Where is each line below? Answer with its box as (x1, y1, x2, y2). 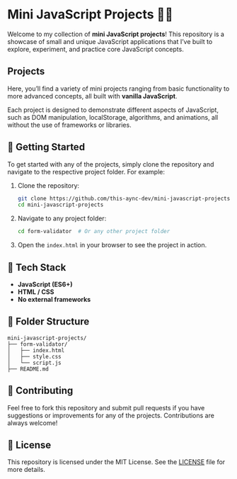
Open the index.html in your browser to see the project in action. (17, 241, 207, 249)
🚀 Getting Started (7, 141, 86, 153)
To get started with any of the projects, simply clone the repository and (7, 159, 214, 169)
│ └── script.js (7, 359, 62, 366)
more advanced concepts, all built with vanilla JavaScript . (7, 91, 178, 100)
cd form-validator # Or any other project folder (17, 228, 170, 235)
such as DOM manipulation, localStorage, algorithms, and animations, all (7, 113, 219, 121)
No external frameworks (17, 295, 91, 303)
